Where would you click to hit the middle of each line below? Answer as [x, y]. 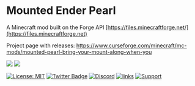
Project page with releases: [41, 45]
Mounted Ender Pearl [61, 11]
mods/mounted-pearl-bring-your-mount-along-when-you [79, 51]
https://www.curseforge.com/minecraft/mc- [131, 45]
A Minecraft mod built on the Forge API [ [57, 27]
